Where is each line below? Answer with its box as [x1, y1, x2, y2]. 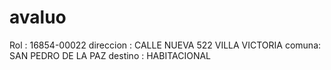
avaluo [9, 6, 67, 29]
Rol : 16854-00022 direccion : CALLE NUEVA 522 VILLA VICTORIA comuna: [9, 39, 322, 51]
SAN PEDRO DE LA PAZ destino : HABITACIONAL [9, 49, 212, 61]
